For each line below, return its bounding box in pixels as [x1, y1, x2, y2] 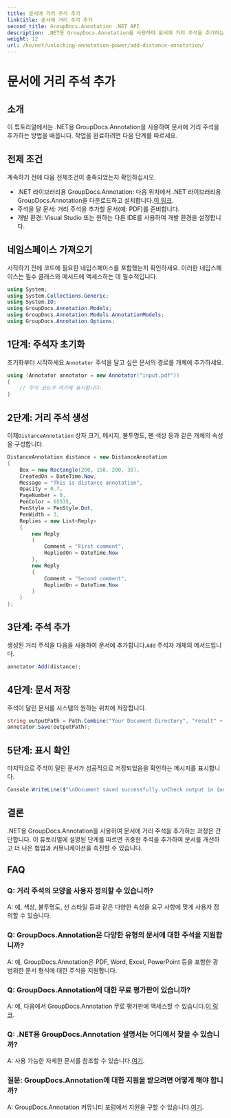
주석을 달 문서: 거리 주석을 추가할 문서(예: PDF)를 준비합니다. [16, 204, 180, 213]
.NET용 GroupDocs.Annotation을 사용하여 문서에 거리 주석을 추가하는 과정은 [7, 826, 214, 835]
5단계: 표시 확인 [7, 744, 70, 756]
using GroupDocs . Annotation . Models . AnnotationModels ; [7, 311, 165, 318]
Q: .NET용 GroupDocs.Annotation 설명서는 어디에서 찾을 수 [7, 1029, 199, 1039]
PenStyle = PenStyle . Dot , [19, 505, 94, 512]
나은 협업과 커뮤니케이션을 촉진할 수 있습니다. [21, 844, 143, 852]
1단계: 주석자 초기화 [7, 338, 85, 351]
